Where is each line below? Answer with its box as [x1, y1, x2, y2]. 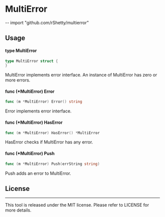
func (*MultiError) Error [5, 88, 55, 94]
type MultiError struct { [5, 58, 58, 63]
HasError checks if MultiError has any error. [5, 139, 93, 145]
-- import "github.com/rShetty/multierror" [5, 20, 89, 26]
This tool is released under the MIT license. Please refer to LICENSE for [5, 202, 149, 208]
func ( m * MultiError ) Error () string [5, 99, 82, 104]
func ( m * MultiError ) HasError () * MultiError [5, 130, 100, 136]
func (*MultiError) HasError [5, 119, 63, 125]
